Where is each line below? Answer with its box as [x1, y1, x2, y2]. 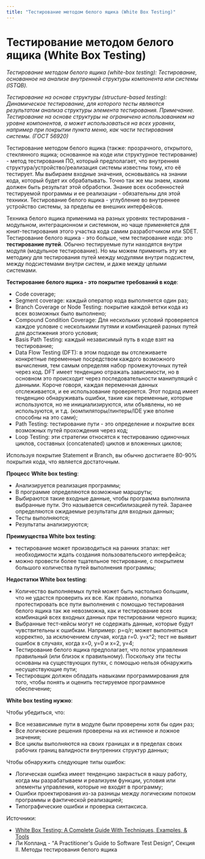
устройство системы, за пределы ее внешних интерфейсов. [6, 202, 164, 210]
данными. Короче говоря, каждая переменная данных [15, 381, 159, 388]
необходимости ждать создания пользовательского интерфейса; [15, 551, 187, 558]
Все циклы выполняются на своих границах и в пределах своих [15, 740, 182, 747]
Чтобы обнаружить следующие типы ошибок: [6, 758, 126, 765]
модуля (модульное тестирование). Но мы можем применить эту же [6, 247, 187, 254]
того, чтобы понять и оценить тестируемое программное [15, 678, 166, 685]
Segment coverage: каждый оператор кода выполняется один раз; [15, 297, 189, 304]
